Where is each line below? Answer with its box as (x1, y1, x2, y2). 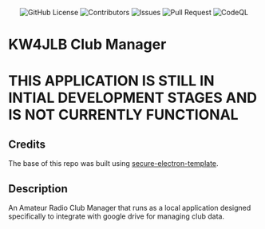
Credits (8, 137, 46, 151)
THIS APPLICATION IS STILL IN (8, 72, 215, 90)
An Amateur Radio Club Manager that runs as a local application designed (8, 203, 251, 212)
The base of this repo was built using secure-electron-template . (8, 159, 219, 168)
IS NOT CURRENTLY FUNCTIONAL (8, 106, 239, 124)
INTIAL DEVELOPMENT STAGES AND (8, 89, 258, 107)
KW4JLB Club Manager (8, 36, 167, 53)
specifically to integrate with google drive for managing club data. (8, 211, 225, 221)
